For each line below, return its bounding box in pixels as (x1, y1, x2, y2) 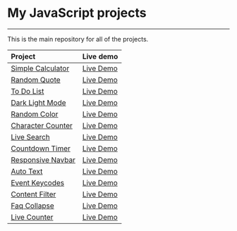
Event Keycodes (11, 177, 65, 187)
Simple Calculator (11, 63, 70, 73)
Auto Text (11, 166, 43, 176)
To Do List (11, 86, 44, 96)
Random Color (11, 109, 59, 119)
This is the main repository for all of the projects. (7, 35, 149, 43)
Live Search (11, 132, 51, 142)
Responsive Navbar (11, 155, 76, 165)
